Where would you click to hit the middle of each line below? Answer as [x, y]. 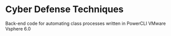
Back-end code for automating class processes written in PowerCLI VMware [86, 23]
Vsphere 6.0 [18, 28]
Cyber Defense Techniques [65, 9]
